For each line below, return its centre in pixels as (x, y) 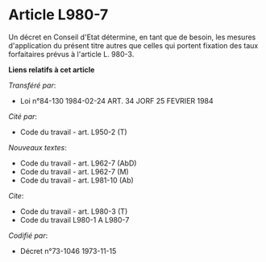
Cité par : (23, 116)
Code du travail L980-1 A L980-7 (75, 219)
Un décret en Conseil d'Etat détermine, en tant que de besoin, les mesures (132, 37)
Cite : (16, 195)
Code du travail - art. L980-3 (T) (74, 211)
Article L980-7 (58, 15)
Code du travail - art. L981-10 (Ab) (77, 180)
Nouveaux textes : (37, 147)
